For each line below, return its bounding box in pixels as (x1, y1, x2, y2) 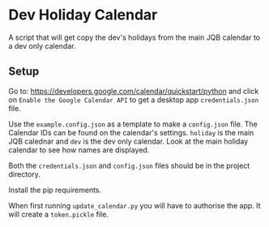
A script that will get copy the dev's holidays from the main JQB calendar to (8, 32, 261, 42)
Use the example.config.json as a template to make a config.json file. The (8, 119, 258, 129)
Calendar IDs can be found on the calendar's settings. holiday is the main (8, 127, 254, 137)
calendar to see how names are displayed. (8, 144, 150, 155)
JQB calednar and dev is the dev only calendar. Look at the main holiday (8, 136, 249, 146)
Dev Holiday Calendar (8, 6, 158, 24)
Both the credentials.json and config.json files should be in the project (8, 161, 250, 170)
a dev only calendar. (8, 41, 76, 50)
